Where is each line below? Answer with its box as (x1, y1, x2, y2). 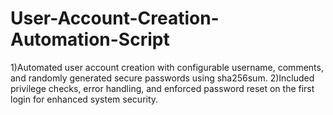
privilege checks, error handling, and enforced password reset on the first (10, 82, 315, 94)
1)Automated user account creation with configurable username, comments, (10, 61, 324, 73)
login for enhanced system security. (10, 93, 159, 105)
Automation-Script (10, 28, 170, 51)
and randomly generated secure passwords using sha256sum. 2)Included (10, 72, 315, 84)
